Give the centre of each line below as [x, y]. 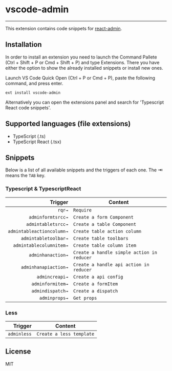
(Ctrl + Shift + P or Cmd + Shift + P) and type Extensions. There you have [82, 62]
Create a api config [98, 277]
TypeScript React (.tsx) [37, 142]
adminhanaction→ [49, 255]
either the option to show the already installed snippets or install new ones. [84, 68]
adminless [20, 334]
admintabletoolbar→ [45, 238]
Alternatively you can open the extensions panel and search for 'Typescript [85, 102]
